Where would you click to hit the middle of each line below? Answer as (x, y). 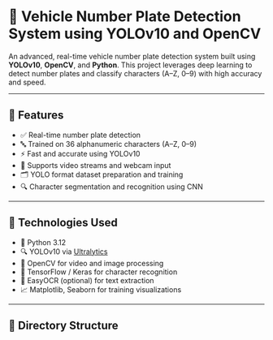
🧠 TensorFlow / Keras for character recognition (99, 272)
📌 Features (36, 116)
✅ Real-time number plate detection (80, 135)
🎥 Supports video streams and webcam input (95, 165)
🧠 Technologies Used (63, 223)
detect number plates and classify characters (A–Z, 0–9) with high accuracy (135, 73)
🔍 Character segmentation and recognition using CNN (111, 187)
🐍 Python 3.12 (43, 242)
